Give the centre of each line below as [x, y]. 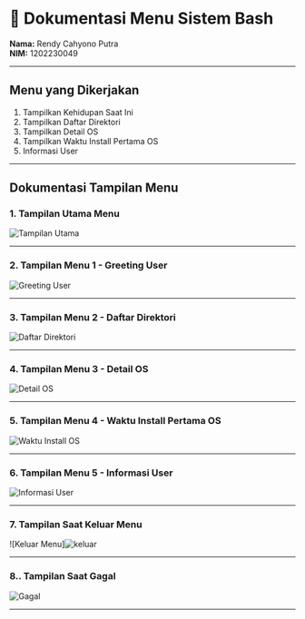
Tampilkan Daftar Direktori [71, 122]
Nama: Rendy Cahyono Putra [64, 44]
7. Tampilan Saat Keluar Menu [76, 524]
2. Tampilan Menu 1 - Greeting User [89, 265]
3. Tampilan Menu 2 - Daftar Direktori [93, 317]
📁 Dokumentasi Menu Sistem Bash [142, 19]
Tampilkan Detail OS [60, 132]
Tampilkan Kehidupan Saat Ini [78, 112]
